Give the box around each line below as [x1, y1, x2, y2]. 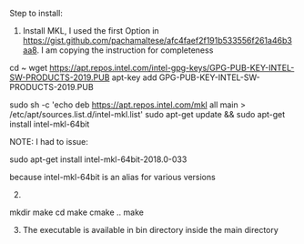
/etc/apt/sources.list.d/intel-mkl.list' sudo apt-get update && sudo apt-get [9, 109, 286, 119]
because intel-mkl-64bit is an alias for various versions [9, 172, 216, 182]
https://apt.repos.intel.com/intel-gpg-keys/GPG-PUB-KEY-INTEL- [49, 63, 295, 73]
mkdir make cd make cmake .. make [9, 207, 144, 218]
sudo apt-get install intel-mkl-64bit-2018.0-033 [9, 154, 187, 165]
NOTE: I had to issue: [9, 137, 89, 147]
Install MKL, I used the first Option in [22, 25, 159, 36]
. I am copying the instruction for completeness [35, 45, 214, 56]
